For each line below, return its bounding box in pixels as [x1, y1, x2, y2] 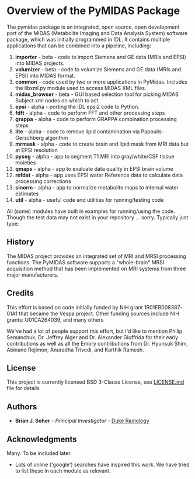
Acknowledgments [6, 434, 78, 444]
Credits [6, 288, 34, 298]
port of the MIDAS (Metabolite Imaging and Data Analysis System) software [6, 29, 188, 36]
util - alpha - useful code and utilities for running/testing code [15, 196, 164, 203]
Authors [6, 402, 37, 412]
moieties [15, 159, 36, 166]
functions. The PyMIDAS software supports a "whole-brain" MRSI [6, 259, 165, 266]
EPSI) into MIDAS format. [15, 72, 75, 79]
